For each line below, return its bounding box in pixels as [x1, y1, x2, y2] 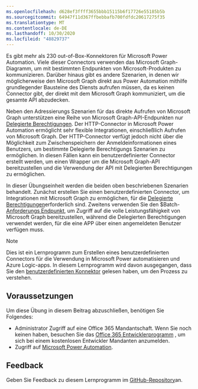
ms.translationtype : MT [6, 20, 65, 25]
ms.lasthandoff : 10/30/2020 [6, 31, 76, 37]
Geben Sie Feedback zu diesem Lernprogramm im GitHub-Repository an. [6, 376, 183, 383]
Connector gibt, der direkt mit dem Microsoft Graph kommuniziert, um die [6, 90, 185, 97]
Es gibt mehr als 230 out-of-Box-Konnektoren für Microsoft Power [6, 53, 167, 59]
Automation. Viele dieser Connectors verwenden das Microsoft [6, 59, 160, 66]
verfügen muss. [6, 226, 45, 233]
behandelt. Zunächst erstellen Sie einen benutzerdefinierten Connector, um [6, 189, 190, 195]
